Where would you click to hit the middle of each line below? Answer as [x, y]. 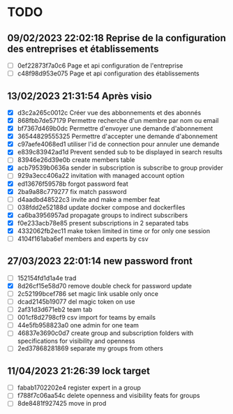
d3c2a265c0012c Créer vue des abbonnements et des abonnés [109, 112]
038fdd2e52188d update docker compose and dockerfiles [101, 207]
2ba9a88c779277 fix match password [72, 191]
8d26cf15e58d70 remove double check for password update [104, 286]
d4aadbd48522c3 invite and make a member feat [89, 199]
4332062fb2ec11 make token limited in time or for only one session [114, 230]
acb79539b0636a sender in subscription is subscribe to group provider [120, 168]
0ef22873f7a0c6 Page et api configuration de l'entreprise [100, 66]
